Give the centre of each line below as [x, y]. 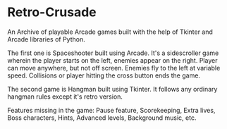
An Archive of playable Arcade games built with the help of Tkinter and [110, 32]
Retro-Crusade [52, 12]
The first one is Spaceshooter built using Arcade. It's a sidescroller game [113, 53]
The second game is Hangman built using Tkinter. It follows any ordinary [112, 89]
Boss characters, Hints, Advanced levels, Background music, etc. [102, 118]
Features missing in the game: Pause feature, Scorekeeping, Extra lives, [111, 110]
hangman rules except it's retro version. [65, 97]
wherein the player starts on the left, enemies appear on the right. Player [112, 60]
